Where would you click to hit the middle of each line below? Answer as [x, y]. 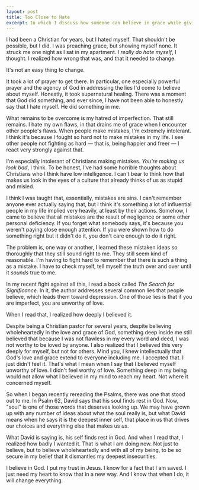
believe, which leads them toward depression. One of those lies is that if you [99, 297]
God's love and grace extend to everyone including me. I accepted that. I [95, 358]
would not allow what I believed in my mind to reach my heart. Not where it [97, 377]
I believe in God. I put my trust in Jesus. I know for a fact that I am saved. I [96, 468]
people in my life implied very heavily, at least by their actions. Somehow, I [97, 211]
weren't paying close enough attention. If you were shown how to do [90, 230]
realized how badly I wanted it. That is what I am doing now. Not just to [92, 444]
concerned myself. [29, 383]
